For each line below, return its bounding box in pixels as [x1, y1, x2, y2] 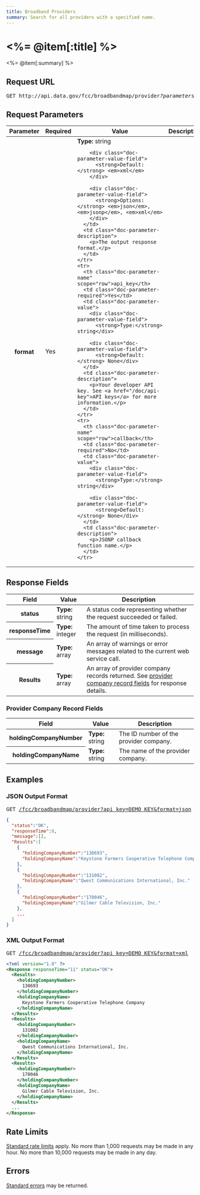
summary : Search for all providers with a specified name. [6, 14, 156, 20]
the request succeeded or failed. [86, 612, 177, 621]
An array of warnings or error [86, 639, 168, 647]
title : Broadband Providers [6, 8, 76, 15]
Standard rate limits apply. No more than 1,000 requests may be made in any [6, 1142, 193, 1149]
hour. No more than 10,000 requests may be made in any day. [6, 1149, 157, 1156]
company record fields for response [86, 679, 187, 687]
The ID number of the [118, 730, 179, 738]
